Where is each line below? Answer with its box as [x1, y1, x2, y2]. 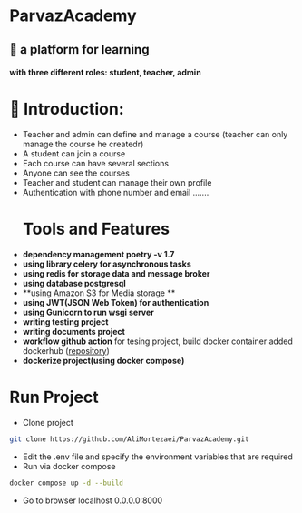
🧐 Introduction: [9, 99, 124, 119]
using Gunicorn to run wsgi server [22, 307, 154, 318]
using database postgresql [22, 278, 127, 289]
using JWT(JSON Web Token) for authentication [22, 297, 209, 308]
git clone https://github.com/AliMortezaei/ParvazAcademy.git [9, 434, 249, 444]
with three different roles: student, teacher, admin [9, 67, 201, 78]
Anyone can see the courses [22, 167, 130, 178]
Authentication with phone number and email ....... [22, 187, 209, 198]
